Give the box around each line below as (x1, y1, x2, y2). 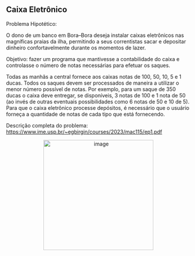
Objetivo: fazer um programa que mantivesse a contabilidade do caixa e (6, 55, 180, 62)
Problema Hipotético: (6, 20, 57, 27)
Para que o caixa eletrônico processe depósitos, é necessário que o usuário (6, 104, 190, 111)
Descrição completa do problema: (6, 122, 88, 129)
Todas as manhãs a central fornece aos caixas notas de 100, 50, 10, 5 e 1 (6, 73, 182, 80)
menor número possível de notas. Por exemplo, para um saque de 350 (6, 85, 176, 93)
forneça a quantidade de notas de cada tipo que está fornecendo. (6, 110, 165, 117)
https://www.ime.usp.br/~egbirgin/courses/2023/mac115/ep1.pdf (6, 128, 162, 135)
